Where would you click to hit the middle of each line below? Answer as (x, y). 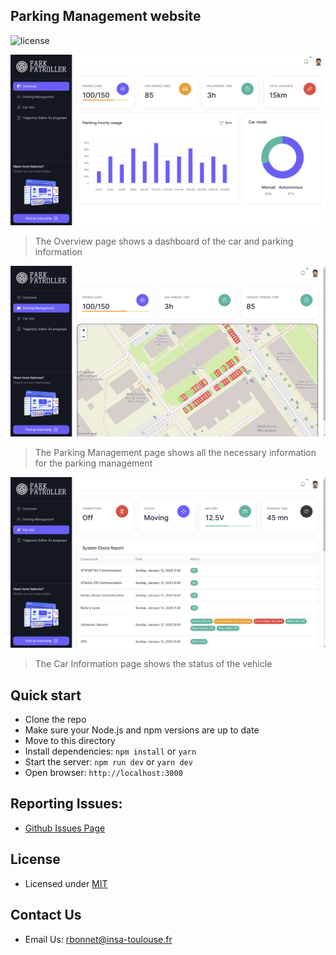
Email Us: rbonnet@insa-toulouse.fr (98, 939)
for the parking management (93, 463)
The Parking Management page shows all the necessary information (175, 453)
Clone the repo (55, 720)
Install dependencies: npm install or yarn (110, 751)
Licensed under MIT (66, 883)
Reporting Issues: (66, 804)
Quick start (46, 695)
